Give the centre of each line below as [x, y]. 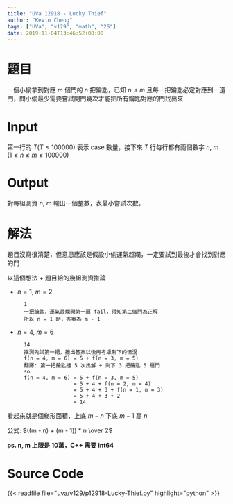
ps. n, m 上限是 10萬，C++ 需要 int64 [61, 445]
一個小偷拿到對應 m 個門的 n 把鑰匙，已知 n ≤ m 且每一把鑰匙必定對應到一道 [116, 90]
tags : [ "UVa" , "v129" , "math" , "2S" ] [62, 26]
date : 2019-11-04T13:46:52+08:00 [55, 33]
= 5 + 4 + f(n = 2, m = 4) [112, 384]
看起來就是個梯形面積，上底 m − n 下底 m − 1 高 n [77, 416]
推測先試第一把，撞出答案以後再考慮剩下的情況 [80, 352]
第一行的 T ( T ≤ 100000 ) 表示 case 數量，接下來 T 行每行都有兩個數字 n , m [113, 147]
